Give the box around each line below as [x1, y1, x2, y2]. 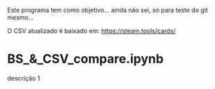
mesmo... [7, 13, 34, 22]
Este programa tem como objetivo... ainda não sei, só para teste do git [7, 6, 209, 14]
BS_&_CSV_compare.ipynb [7, 51, 164, 67]
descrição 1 [7, 74, 40, 82]
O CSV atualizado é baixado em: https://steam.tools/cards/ [7, 27, 176, 35]
